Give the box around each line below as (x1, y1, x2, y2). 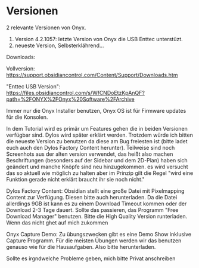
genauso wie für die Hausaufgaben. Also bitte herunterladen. (6, 243, 156, 250)
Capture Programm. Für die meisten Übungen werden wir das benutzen (6, 237, 182, 244)
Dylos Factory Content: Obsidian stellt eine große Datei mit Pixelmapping (6, 187, 185, 195)
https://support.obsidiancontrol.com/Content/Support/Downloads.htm (6, 71, 178, 78)
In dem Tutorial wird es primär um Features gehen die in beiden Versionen (6, 125, 188, 132)
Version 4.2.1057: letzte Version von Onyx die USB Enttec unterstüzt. (14, 35, 183, 42)
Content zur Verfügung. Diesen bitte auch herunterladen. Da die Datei (6, 193, 178, 201)
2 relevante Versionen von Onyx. (6, 24, 86, 31)
